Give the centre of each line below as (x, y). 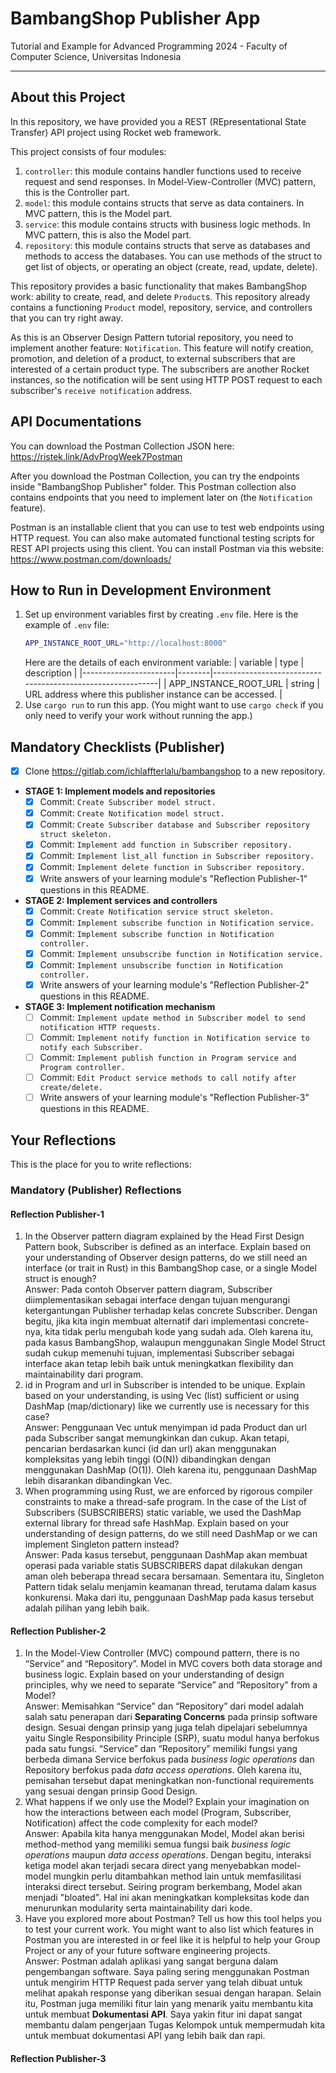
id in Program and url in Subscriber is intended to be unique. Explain (165, 1385)
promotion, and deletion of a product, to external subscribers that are (153, 358)
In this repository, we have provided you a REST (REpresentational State (158, 121)
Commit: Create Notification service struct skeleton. (157, 911)
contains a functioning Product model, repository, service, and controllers (161, 307)
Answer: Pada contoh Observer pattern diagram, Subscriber (148, 1289)
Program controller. (82, 1068)
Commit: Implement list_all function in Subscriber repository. (177, 856)
